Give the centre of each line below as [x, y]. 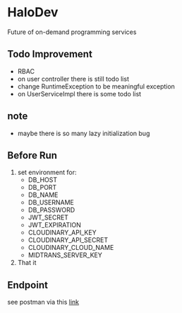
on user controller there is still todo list [73, 79]
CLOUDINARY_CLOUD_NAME [71, 248]
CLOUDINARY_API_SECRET [68, 240]
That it [27, 263]
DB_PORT [42, 188]
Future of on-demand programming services [72, 32]
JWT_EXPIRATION [54, 225]
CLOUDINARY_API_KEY [62, 233]
